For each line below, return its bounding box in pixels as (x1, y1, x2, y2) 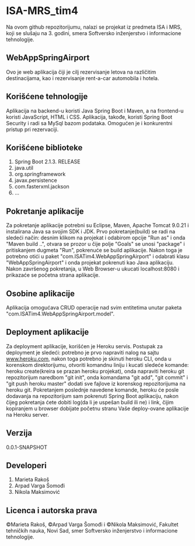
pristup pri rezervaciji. (6, 126, 59, 133)
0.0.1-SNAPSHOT (6, 444, 48, 451)
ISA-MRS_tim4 (6, 4, 79, 18)
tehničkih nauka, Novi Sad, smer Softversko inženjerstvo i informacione (6, 527, 178, 534)
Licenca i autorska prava (6, 505, 97, 516)
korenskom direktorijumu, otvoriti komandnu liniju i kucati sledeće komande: (6, 361, 189, 368)
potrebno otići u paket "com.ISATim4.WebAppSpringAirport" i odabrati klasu (6, 253, 190, 260)
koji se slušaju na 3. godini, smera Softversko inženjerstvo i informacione (6, 29, 182, 36)
